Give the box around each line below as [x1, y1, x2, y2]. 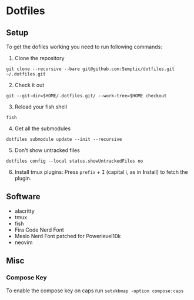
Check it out [14, 81, 45, 88]
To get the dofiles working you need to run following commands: [6, 43, 163, 50]
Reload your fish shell [14, 103, 68, 110]
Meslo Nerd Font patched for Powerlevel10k [14, 232, 121, 239]
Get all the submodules [14, 125, 71, 132]
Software [6, 192, 41, 202]
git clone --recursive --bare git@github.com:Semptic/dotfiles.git [6, 66, 175, 72]
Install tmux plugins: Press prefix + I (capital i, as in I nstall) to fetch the [14, 169, 188, 175]
